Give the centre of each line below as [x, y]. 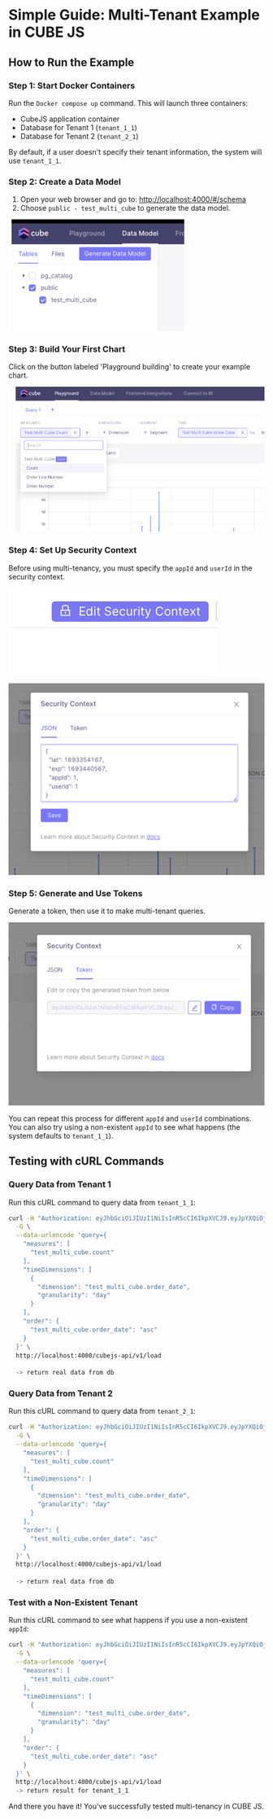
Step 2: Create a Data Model [65, 181]
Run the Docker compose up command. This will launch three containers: [128, 103]
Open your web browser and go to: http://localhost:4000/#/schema [133, 199]
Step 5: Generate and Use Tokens [76, 893]
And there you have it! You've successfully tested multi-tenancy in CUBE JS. [136, 1806]
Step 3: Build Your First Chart [67, 349]
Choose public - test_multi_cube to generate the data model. [125, 208]
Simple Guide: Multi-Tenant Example [134, 15]
